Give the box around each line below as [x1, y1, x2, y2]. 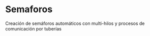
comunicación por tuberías [5, 25, 62, 31]
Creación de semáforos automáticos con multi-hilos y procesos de [5, 20, 145, 26]
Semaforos [5, 4, 53, 15]
